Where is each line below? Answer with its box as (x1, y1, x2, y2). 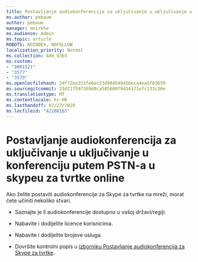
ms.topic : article (6, 36, 52, 42)
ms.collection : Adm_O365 (6, 53, 68, 59)
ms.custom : (6, 58, 33, 64)
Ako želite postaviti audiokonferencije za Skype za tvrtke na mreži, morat (6, 191, 184, 198)
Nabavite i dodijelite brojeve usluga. (14, 232, 103, 239)
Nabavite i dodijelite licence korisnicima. (14, 220, 113, 227)
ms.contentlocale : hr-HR (6, 97, 68, 103)
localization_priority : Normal (6, 47, 84, 53)
